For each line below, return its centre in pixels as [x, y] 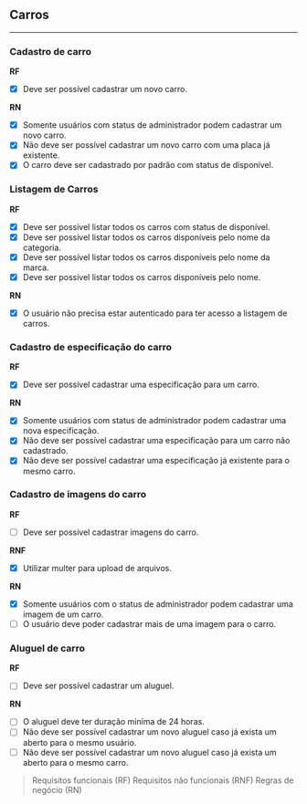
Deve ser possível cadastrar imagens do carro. [111, 532]
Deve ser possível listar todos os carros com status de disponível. [146, 226]
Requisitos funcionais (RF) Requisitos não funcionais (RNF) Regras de [163, 780]
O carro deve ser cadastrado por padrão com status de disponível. [148, 165]
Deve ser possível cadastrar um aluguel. [98, 686]
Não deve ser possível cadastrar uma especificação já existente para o [156, 461]
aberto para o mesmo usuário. [79, 742]
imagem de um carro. [63, 614]
